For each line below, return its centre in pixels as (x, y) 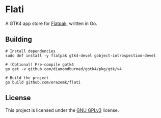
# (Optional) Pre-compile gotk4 (39, 65)
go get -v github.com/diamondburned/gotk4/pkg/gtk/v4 (64, 69)
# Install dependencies (31, 51)
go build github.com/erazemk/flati (43, 82)
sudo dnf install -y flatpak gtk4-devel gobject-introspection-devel (81, 55)
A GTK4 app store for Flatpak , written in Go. (51, 23)
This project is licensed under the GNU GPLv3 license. (62, 110)
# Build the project (27, 78)
